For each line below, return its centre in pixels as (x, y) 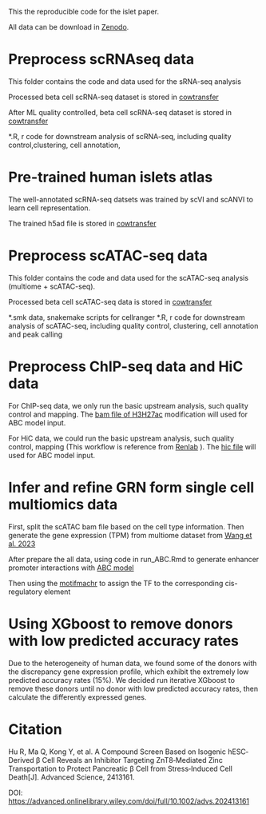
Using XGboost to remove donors (121, 624)
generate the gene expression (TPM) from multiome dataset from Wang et (130, 535)
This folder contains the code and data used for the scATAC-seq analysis (129, 277)
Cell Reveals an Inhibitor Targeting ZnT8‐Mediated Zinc (133, 760)
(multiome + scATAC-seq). (52, 286)
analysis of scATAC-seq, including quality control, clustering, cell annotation (133, 325)
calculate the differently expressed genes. (77, 697)
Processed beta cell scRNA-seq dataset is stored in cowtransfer (114, 97)
